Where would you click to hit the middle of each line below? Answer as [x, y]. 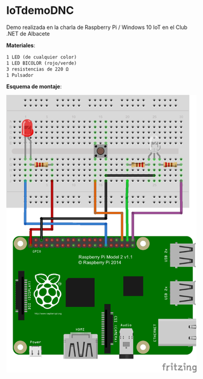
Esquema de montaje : [34, 86]
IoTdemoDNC [40, 11]
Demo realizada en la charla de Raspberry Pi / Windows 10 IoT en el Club [97, 27]
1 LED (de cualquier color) [42, 57]
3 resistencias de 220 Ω [37, 69]
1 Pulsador [20, 75]
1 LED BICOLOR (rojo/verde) [42, 63]
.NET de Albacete [28, 33]
